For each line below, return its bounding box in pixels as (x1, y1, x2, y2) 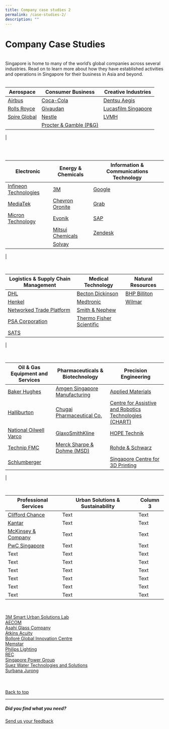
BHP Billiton (125, 290, 153, 297)
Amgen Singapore (55, 385, 99, 392)
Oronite (52, 204, 70, 211)
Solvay (52, 240, 69, 248)
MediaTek (8, 200, 31, 207)
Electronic (15, 168, 40, 175)
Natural (134, 275, 152, 282)
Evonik (52, 215, 69, 222)
